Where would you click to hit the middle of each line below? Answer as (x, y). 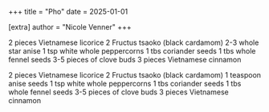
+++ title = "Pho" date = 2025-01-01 (68, 12)
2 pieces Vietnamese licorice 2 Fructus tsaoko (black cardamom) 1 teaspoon (135, 75)
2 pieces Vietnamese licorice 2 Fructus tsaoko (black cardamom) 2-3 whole (134, 42)
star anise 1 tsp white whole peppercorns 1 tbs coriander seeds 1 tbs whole (132, 51)
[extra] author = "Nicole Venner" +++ (70, 27)
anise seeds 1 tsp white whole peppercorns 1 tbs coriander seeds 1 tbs (125, 84)
